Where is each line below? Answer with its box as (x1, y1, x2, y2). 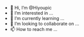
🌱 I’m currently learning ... (10, 15, 65, 21)
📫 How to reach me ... (10, 26, 58, 32)
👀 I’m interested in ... (10, 10, 53, 16)
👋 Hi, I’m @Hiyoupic (10, 5, 52, 10)
